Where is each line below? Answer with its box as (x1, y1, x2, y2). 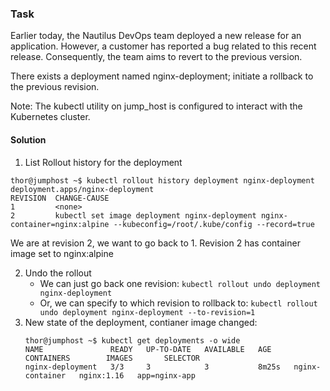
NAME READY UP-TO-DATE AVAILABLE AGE (24, 344, 272, 354)
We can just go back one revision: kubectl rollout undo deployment (39, 277, 321, 289)
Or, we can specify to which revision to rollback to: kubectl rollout (39, 297, 318, 309)
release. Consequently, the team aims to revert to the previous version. (10, 51, 303, 63)
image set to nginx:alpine (10, 247, 114, 259)
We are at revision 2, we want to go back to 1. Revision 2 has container (10, 237, 301, 249)
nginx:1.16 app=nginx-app (78, 370, 196, 381)
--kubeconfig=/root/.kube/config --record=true (113, 219, 315, 229)
